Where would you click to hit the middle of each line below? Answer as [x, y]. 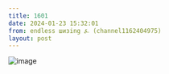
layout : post [30, 38]
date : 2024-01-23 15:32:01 [54, 23]
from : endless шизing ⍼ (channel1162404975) [85, 31]
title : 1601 [28, 16]
